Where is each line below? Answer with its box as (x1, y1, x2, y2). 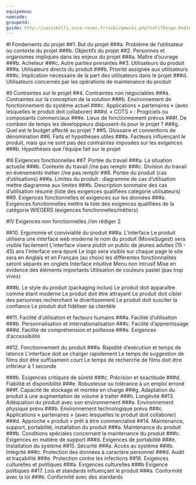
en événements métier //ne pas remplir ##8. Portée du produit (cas (6, 169, 167, 176)
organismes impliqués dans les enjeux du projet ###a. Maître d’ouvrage (6, 53, 178, 60)
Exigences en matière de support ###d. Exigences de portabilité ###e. (6, 436, 177, 443)
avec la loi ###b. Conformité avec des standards (6, 473, 123, 480)
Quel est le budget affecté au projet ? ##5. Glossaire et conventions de (6, 127, 176, 134)
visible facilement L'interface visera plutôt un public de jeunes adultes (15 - (6, 242, 186, 249)
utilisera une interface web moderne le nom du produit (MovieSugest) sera (6, 235, 185, 243)
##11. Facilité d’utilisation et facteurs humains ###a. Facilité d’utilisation (6, 314, 177, 321)
